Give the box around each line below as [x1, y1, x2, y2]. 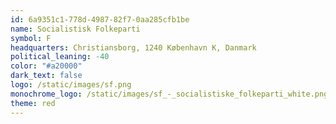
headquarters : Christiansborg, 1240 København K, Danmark [10, 42, 257, 53]
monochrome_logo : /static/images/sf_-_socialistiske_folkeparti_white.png [10, 89, 329, 99]
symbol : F [10, 33, 52, 43]
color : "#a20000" [10, 61, 83, 71]
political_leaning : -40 [10, 52, 110, 62]
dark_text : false [10, 71, 83, 81]
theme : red [10, 98, 56, 108]
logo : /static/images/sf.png [10, 80, 132, 90]
